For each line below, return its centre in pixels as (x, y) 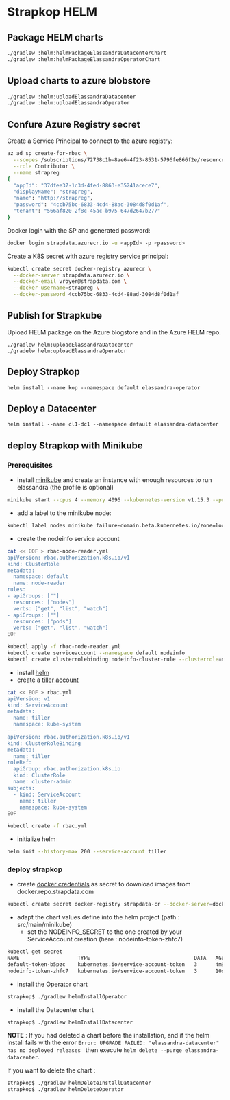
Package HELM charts (55, 37)
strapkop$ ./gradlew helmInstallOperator (67, 996)
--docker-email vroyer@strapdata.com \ (70, 282)
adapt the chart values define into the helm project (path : (98, 917)
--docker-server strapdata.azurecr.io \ (72, 275)
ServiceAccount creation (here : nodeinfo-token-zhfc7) (105, 939)
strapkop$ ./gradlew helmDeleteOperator (66, 1090)
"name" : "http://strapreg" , (53, 198)
